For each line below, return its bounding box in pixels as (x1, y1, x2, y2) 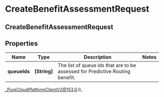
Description (83, 54, 112, 60)
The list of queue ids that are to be (58, 62, 137, 69)
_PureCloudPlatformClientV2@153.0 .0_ (5, 87, 83, 93)
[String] (34, 68, 53, 75)
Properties (5, 39, 38, 47)
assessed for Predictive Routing (58, 68, 131, 75)
